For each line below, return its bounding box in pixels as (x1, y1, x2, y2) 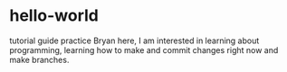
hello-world (9, 5, 100, 26)
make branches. (9, 54, 70, 65)
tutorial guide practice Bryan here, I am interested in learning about (9, 35, 260, 46)
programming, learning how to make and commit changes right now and (9, 44, 279, 55)
